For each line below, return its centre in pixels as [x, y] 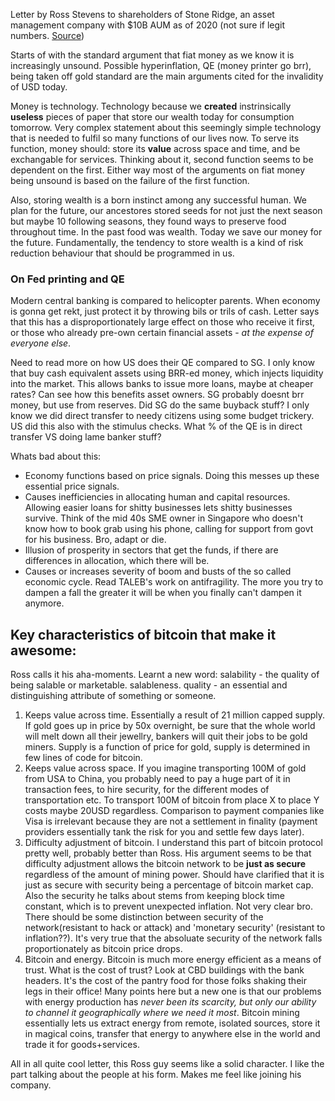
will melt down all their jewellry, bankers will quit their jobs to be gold [166, 736]
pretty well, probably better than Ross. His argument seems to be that [168, 853]
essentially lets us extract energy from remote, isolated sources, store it [172, 1023]
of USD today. [39, 87]
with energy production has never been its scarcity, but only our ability [170, 1002]
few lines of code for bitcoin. [83, 758]
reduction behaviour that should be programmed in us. [122, 253]
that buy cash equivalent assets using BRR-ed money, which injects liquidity [167, 373]
